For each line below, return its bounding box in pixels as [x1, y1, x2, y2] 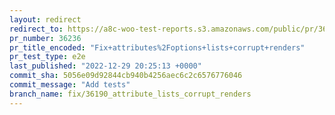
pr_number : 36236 [9, 33, 82, 43]
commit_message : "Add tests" [9, 80, 131, 90]
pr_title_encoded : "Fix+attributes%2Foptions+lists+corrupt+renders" [9, 42, 306, 53]
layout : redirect [9, 14, 82, 25]
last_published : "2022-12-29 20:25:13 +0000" [9, 61, 202, 71]
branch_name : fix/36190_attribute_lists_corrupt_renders [9, 89, 252, 99]
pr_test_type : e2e [9, 52, 86, 62]
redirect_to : [9, 24, 64, 34]
